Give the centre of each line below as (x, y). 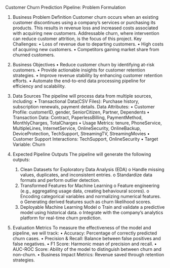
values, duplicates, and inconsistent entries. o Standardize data (86, 175)
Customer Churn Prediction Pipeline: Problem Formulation (66, 7)
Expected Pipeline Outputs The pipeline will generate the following (82, 154)
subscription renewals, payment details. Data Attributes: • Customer (84, 107)
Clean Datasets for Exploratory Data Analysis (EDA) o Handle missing (92, 169)
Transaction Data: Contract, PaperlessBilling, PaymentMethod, (78, 118)
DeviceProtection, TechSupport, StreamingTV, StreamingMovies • (81, 133)
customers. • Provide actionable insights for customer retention (79, 70)
